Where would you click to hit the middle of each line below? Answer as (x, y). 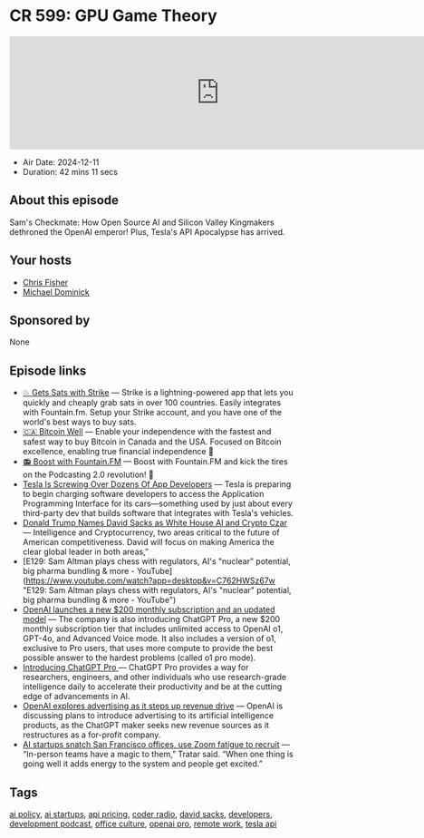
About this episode (64, 200)
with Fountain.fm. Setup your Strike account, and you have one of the (152, 413)
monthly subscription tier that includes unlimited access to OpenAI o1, (153, 629)
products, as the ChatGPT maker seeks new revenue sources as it (146, 726)
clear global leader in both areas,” (86, 552)
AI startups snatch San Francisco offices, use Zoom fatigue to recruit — (156, 745)
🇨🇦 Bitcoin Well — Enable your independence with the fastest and (147, 432)
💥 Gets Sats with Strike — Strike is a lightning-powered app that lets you (158, 393)
